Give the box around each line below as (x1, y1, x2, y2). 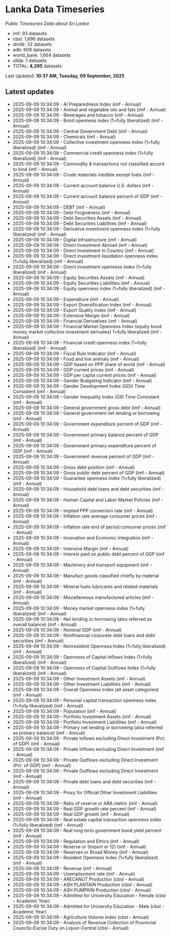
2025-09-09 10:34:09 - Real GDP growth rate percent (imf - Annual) (12, 805, 157, 812)
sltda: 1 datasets (12, 57, 47, 63)
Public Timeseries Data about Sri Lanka (5, 20, 89, 27)
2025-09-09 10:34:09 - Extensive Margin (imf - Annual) (12, 312, 130, 318)
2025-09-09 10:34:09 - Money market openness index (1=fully (12, 605, 145, 611)
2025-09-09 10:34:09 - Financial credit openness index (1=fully (12, 339, 147, 345)
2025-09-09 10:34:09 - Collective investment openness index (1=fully (12, 139, 160, 145)
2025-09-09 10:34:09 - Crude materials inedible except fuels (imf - (12, 171, 155, 178)
